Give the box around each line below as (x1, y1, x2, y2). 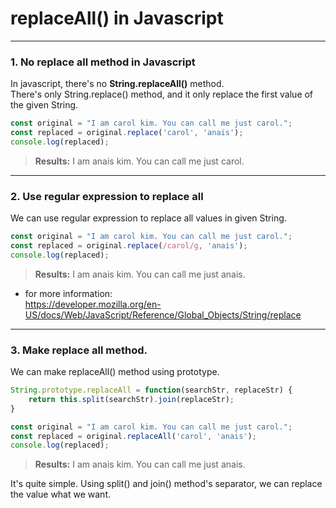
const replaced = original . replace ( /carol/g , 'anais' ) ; (10, 241, 248, 251)
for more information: (24, 287, 113, 299)
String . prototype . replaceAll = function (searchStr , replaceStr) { (10, 385, 293, 396)
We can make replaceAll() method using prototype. (10, 366, 220, 378)
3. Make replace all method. (10, 343, 148, 357)
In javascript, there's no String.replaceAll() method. (10, 78, 225, 90)
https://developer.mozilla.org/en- (24, 298, 162, 310)
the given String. (10, 99, 79, 111)
